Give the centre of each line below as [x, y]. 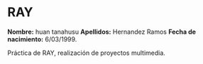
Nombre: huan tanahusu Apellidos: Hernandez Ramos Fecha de [102, 32]
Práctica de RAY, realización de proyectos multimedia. [86, 53]
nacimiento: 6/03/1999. [42, 39]
